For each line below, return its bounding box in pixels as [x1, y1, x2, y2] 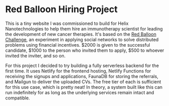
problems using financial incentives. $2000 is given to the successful [5, 42, 151, 48]
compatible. [5, 95, 30, 101]
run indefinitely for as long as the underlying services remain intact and [5, 89, 154, 95]
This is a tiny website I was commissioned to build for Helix [5, 20, 129, 26]
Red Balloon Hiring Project [5, 4, 118, 15]
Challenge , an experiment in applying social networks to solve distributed [5, 37, 159, 43]
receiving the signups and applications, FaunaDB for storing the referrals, [5, 73, 159, 79]
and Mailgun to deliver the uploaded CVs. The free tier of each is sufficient [5, 79, 161, 85]
